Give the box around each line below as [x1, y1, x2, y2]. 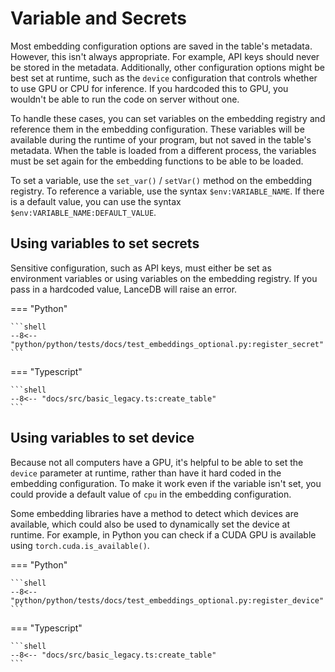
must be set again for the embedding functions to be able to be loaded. [10, 155, 304, 167]
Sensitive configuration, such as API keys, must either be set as [10, 262, 272, 274]
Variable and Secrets [10, 7, 188, 30]
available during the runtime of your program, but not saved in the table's [10, 133, 312, 146]
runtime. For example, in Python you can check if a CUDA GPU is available [10, 528, 317, 541]
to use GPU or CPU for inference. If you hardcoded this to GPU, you [10, 82, 289, 94]
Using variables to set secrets [10, 235, 200, 252]
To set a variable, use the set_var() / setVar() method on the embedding [10, 174, 313, 186]
